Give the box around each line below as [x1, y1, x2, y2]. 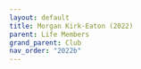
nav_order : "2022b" [9, 47, 82, 56]
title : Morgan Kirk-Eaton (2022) [9, 22, 134, 30]
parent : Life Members [9, 30, 90, 39]
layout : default [9, 13, 70, 22]
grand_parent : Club [9, 38, 82, 47]
